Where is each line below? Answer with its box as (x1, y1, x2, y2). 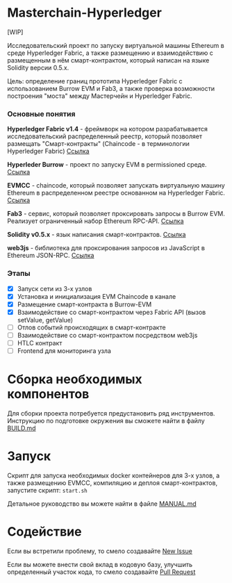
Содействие (7, 524, 82, 540)
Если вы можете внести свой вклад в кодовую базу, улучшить (7, 560, 193, 568)
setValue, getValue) (17, 315, 74, 324)
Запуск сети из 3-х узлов (17, 284, 92, 293)
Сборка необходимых (7, 372, 142, 387)
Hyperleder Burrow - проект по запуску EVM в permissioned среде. (7, 161, 207, 169)
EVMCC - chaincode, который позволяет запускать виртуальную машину (7, 181, 226, 190)
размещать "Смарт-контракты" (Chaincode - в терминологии (7, 140, 190, 148)
